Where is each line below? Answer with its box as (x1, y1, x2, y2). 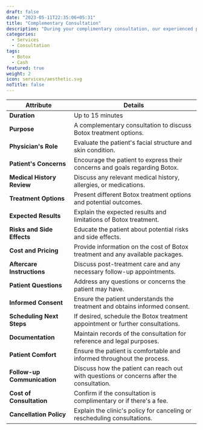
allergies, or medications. (73, 181, 145, 189)
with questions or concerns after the (73, 372, 177, 380)
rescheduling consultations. (73, 414, 153, 422)
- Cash (11, 59, 28, 65)
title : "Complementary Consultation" (6, 20, 101, 26)
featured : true (6, 65, 45, 71)
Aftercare (9, 260, 37, 268)
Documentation (9, 333, 56, 341)
